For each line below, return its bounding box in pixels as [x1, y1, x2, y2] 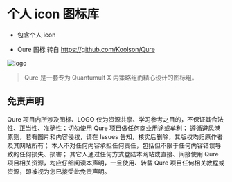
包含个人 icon [17, 30, 56, 39]
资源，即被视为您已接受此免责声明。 [7, 167, 111, 175]
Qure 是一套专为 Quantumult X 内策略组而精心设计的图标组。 [24, 73, 198, 82]
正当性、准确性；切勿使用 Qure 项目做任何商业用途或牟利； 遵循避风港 [19, 124, 220, 132]
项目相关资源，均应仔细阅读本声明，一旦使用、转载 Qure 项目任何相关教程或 [7, 158, 225, 167]
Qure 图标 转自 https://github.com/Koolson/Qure [17, 45, 156, 53]
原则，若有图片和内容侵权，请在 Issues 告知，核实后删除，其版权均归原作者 [7, 132, 224, 140]
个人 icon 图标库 [7, 6, 99, 22]
